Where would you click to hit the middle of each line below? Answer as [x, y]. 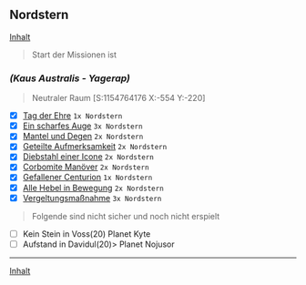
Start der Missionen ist [74, 55]
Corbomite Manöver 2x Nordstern [86, 167]
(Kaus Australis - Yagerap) [70, 78]
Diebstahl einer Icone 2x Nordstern [88, 157]
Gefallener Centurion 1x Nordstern [87, 178]
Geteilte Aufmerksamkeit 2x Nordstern [95, 147]
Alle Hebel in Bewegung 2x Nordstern [93, 188]
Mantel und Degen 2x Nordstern [83, 137]
